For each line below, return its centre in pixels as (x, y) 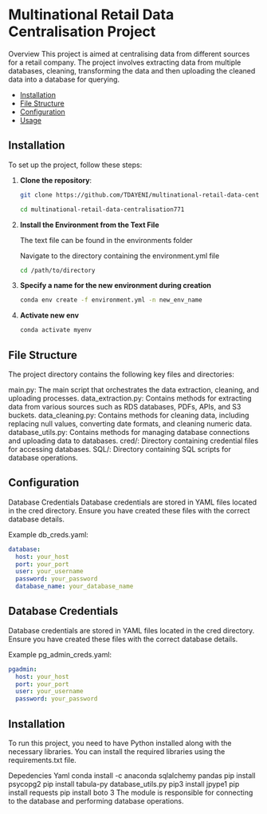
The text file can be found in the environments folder (106, 240)
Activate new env (49, 315)
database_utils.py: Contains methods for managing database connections (129, 432)
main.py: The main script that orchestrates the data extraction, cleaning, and (134, 389)
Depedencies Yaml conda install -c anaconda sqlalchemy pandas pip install (132, 776)
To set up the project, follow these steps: (75, 165)
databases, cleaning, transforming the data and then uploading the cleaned (132, 70)
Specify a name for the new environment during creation (116, 285)
